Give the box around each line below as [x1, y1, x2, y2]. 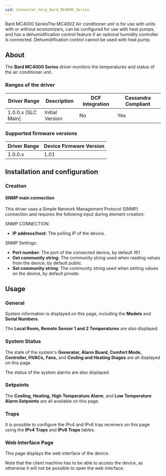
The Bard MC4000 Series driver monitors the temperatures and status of [5, 64, 155, 70]
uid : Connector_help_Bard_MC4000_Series [5, 7, 90, 12]
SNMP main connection [5, 195, 55, 201]
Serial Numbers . [5, 316, 40, 322]
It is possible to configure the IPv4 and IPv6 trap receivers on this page [5, 422, 150, 428]
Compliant [125, 100, 151, 107]
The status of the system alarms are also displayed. [5, 369, 110, 375]
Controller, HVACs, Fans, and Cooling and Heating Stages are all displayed [5, 354, 161, 360]
